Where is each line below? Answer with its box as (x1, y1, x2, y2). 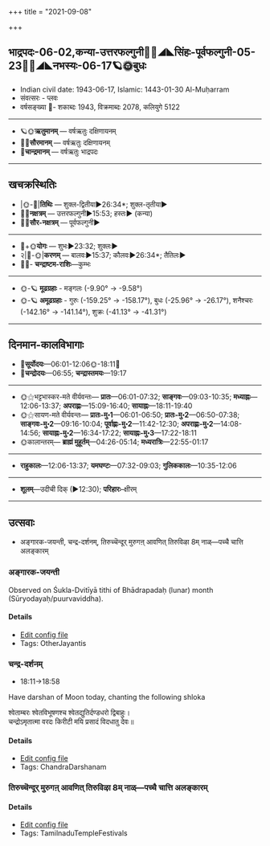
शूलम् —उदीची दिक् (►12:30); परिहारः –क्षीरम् (19, 484, 137, 494)
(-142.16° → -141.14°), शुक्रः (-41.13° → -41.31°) (19, 307, 167, 317)
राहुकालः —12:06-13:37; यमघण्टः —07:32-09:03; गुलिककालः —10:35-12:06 (19, 461, 237, 471)
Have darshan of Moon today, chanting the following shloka (8, 693, 206, 702)
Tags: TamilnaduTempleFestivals (19, 828, 128, 838)
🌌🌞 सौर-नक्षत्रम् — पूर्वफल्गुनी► (19, 217, 100, 227)
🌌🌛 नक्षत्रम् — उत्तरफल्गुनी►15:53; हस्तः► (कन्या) (19, 208, 153, 218)
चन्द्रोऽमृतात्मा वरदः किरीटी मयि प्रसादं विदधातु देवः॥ (8, 717, 134, 726)
